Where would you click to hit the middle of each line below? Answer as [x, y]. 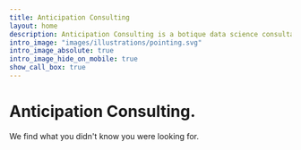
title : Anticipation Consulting [69, 17]
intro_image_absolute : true [62, 51]
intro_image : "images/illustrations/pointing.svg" [106, 42]
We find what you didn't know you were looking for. [104, 136]
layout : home [34, 26]
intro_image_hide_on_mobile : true [74, 59]
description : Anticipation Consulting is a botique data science [133, 34]
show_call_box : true [48, 68]
